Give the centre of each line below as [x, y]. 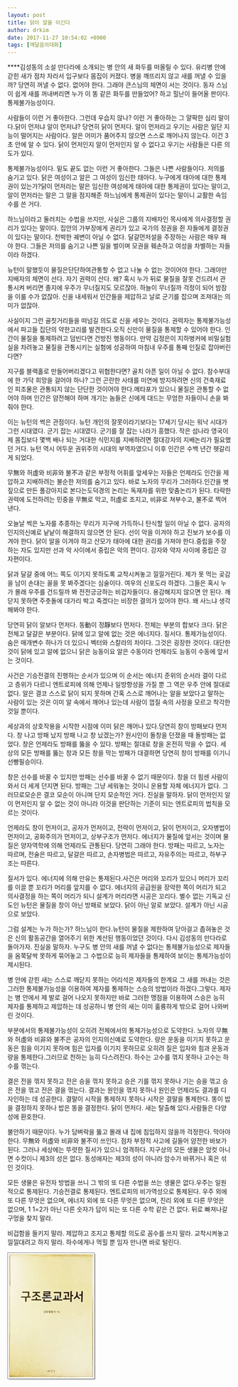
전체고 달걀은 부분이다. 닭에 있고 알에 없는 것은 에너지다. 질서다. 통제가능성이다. [117, 634]
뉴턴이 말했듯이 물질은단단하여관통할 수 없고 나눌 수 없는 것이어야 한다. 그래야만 [117, 270]
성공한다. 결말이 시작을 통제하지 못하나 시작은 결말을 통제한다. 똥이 [131, 1099]
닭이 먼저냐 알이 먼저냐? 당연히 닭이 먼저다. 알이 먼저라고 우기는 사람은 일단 [118, 127]
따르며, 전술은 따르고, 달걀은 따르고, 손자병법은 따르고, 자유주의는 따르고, [108, 855]
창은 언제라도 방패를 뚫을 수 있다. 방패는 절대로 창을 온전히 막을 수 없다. [120, 744]
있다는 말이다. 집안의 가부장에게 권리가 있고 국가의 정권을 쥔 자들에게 [115, 228]
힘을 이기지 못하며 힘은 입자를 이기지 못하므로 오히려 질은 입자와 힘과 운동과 [125, 1048]
